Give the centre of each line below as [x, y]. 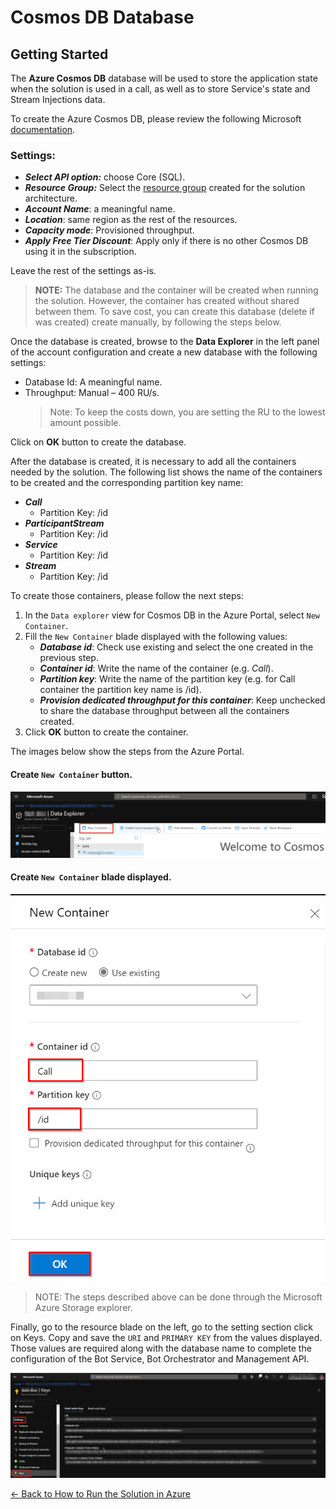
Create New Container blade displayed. [91, 877]
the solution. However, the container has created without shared [167, 301]
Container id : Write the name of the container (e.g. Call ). [156, 668]
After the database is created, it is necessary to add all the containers [153, 462]
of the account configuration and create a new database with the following [164, 352]
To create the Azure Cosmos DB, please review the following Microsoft [156, 119]
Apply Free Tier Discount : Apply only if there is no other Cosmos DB [166, 241]
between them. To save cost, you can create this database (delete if [174, 312]
